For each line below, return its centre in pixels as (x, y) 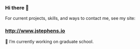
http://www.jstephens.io (35, 31)
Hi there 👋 (17, 8)
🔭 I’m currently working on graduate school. (49, 41)
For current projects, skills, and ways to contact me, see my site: (70, 18)
